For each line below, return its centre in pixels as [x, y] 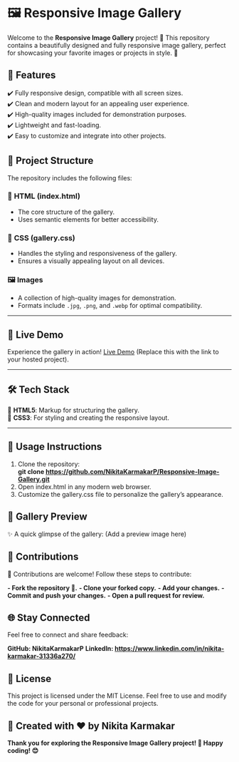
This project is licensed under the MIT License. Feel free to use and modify [117, 696]
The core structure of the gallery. [66, 212]
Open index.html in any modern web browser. [84, 486]
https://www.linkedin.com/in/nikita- [170, 649]
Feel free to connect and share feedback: [68, 635]
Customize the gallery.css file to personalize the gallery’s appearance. [121, 494]
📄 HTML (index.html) [44, 196]
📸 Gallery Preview [47, 517]
